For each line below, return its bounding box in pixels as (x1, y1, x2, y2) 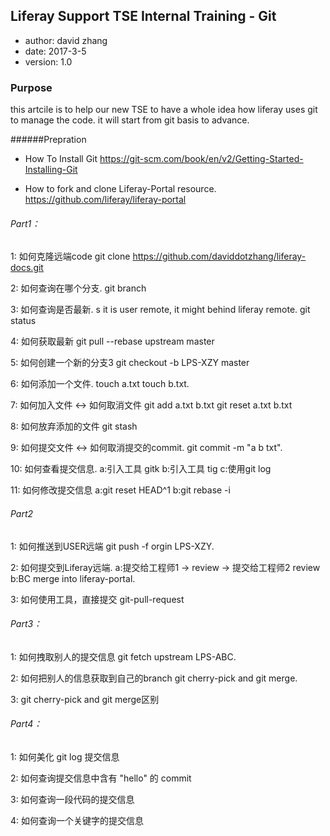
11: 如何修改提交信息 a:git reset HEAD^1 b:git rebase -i (10, 484, 231, 496)
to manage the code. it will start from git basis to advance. (10, 114, 250, 126)
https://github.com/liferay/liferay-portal (24, 194, 187, 206)
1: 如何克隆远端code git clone (10, 250, 131, 263)
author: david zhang (24, 34, 108, 46)
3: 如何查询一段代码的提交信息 (10, 793, 135, 805)
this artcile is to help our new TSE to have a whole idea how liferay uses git (10, 104, 318, 116)
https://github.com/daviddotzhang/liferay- (132, 250, 307, 263)
